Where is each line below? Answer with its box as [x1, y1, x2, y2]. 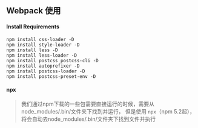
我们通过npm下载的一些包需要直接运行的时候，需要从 [21, 100, 154, 107]
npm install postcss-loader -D [6, 68, 85, 74]
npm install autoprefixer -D [6, 63, 80, 69]
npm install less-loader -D [6, 52, 78, 59]
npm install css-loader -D [6, 36, 74, 42]
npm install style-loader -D [6, 42, 80, 48]
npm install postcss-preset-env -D [6, 73, 96, 80]
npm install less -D [6, 47, 59, 53]
